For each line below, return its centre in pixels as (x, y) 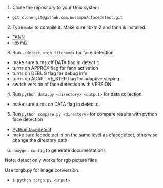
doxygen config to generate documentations (59, 150)
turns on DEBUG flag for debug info (50, 73)
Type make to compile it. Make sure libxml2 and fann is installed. (79, 27)
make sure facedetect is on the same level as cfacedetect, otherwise (85, 135)
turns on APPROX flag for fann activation (55, 68)
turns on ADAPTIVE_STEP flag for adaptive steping (66, 79)
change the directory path (40, 140)
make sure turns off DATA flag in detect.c (56, 62)
